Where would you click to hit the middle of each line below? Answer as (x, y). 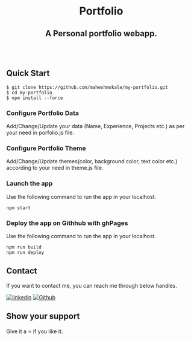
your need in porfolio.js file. (40, 133)
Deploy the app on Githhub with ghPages (67, 223)
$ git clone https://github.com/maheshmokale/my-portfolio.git (87, 87)
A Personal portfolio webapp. (101, 34)
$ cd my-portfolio (29, 93)
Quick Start (28, 73)
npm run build (24, 247)
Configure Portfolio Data (43, 113)
